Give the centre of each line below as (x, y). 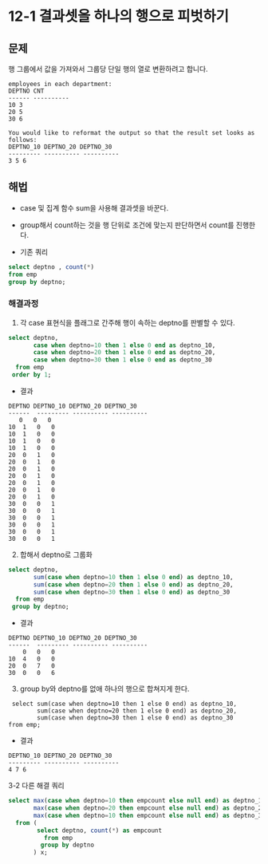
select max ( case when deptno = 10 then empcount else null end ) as (119, 801)
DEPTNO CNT (26, 91)
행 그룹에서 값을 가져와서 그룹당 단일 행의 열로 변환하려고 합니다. (108, 69)
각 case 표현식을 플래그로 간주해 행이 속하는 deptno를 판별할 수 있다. (127, 322)
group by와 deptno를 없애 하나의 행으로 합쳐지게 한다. (104, 689)
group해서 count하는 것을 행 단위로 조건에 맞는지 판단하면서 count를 (127, 225)
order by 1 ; (32, 375)
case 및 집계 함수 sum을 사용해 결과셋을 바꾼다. (94, 207)
